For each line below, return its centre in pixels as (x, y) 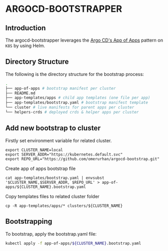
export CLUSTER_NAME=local (34, 150)
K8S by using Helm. (25, 46)
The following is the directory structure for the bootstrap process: (75, 74)
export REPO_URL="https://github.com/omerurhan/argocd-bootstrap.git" (82, 159)
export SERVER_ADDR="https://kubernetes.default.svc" (64, 155)
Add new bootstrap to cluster (53, 128)
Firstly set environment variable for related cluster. (59, 140)
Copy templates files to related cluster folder (52, 196)
